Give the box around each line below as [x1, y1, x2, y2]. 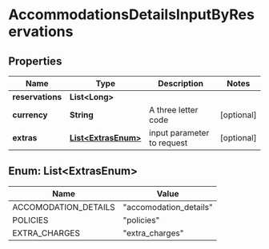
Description [158, 78, 204, 89]
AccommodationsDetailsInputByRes [8, 6, 255, 24]
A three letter [149, 105, 199, 115]
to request [149, 137, 188, 148]
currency [12, 109, 48, 121]
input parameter [149, 128, 210, 138]
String [69, 109, 94, 121]
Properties [8, 54, 62, 68]
